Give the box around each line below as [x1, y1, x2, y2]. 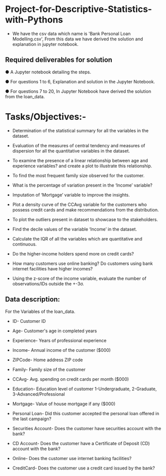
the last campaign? [12, 416, 52, 422]
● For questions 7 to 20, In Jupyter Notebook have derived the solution [5, 88, 152, 94]
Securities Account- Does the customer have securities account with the [12, 425, 162, 431]
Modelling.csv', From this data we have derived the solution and [12, 36, 143, 42]
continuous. [12, 241, 37, 247]
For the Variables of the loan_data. [5, 308, 76, 314]
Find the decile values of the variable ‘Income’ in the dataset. [12, 226, 137, 232]
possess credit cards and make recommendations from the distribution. [12, 207, 159, 213]
